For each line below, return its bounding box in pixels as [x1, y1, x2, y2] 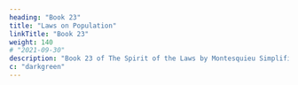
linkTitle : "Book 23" [9, 29, 90, 38]
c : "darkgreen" [9, 63, 66, 72]
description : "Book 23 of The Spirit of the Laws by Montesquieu [9, 54, 255, 63]
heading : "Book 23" [9, 12, 82, 22]
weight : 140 [9, 37, 53, 47]
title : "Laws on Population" [9, 21, 117, 30]
